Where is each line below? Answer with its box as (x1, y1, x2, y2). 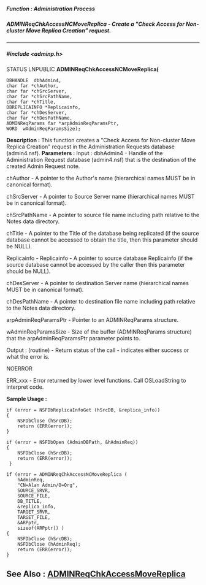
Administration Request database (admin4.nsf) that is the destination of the (6, 156, 196, 164)
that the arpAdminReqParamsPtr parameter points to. (6, 335, 140, 342)
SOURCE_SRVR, (17, 487, 51, 494)
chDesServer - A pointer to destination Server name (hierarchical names (6, 280, 189, 287)
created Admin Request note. (6, 162, 80, 170)
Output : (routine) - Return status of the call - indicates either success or (6, 346, 189, 354)
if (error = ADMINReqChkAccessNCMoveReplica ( (6, 472, 128, 478)
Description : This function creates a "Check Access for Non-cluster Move (6, 137, 196, 144)
